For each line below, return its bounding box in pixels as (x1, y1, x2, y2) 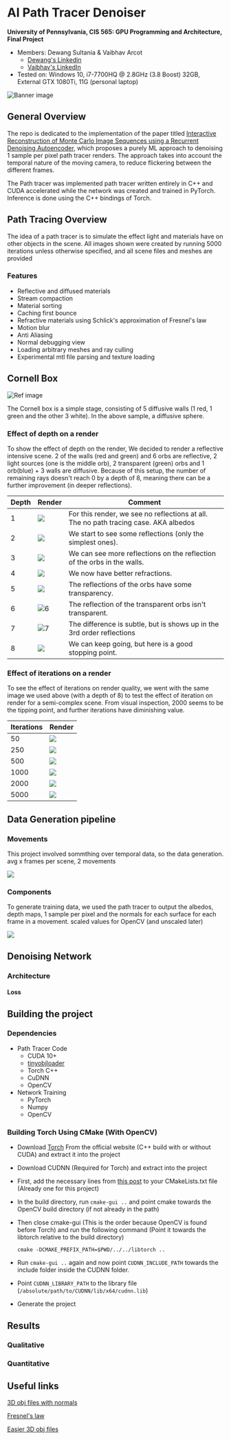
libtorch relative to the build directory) (16, 1233, 124, 1242)
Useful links (7, 1380, 60, 1392)
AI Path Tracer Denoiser (7, 5, 146, 21)
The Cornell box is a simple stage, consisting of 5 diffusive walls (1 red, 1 (7, 404, 212, 413)
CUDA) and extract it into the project (16, 1151, 120, 1159)
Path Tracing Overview (7, 214, 108, 225)
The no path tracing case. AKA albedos (68, 517, 195, 527)
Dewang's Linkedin (27, 55, 82, 63)
